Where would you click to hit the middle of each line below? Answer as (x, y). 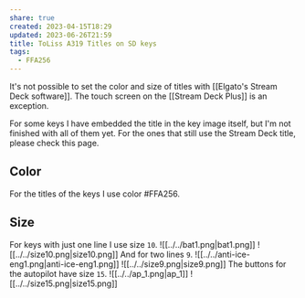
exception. (29, 106)
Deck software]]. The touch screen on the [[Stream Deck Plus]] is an (138, 96)
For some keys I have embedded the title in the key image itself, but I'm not (150, 123)
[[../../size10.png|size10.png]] (64, 254)
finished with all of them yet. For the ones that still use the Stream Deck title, (153, 133)
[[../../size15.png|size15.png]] (63, 283)
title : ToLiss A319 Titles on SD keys (83, 43)
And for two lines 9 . (157, 254)
